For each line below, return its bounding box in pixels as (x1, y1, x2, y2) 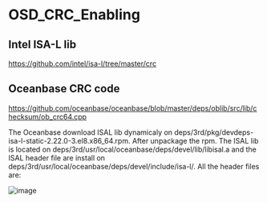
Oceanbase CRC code (8, 82, 120, 95)
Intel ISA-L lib (8, 38, 77, 51)
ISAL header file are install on (8, 152, 106, 162)
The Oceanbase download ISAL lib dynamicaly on (8, 127, 173, 137)
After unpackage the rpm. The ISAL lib (131, 136, 259, 145)
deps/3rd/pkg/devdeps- (174, 127, 254, 137)
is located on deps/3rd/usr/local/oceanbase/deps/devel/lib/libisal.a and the (8, 144, 257, 154)
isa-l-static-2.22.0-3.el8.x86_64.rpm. (8, 136, 131, 145)
